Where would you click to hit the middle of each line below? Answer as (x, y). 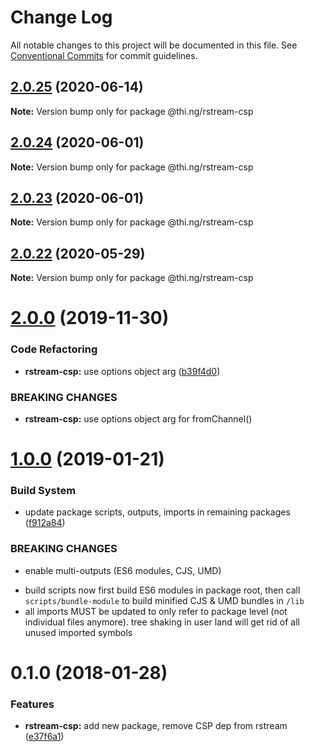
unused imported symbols (78, 632)
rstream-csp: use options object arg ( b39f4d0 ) (122, 371)
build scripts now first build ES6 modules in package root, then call (162, 590)
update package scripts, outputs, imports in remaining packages (157, 512)
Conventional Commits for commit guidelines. (104, 55)
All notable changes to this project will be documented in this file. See (154, 45)
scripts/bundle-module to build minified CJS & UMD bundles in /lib (164, 600)
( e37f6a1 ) (44, 737)
